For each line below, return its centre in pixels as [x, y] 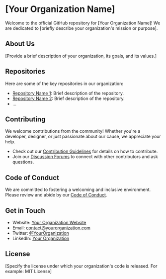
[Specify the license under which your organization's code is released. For [81, 266]
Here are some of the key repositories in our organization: [64, 84]
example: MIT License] [29, 271]
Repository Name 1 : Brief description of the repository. [68, 93]
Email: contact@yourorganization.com [51, 228]
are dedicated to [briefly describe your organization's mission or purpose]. [82, 28]
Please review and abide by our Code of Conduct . [56, 195]
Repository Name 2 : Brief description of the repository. [69, 98]
